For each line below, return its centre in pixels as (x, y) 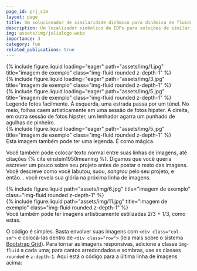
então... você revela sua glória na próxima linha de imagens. (79, 177)
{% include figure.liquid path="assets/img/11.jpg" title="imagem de (87, 201)
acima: (14, 262)
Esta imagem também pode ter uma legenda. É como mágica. (80, 141)
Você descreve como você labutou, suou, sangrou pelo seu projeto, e (90, 171)
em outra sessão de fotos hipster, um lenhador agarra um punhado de (91, 116)
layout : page (22, 17)
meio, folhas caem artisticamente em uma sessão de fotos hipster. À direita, (98, 110)
